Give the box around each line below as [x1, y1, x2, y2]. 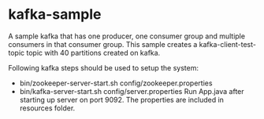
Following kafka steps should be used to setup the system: [8, 63, 199, 72]
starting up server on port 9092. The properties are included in [19, 95, 225, 104]
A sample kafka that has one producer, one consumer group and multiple [8, 31, 246, 41]
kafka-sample [8, 5, 102, 23]
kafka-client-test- [199, 39, 256, 49]
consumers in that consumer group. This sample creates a [8, 39, 198, 49]
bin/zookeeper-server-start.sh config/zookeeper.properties [19, 78, 213, 88]
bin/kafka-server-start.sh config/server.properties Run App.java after [19, 86, 244, 96]
